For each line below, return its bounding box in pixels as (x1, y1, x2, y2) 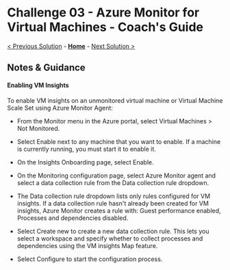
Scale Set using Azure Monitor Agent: (7, 103, 113, 112)
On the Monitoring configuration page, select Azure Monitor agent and (16, 171, 216, 180)
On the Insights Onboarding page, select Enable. (16, 158, 154, 166)
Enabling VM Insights (7, 81, 70, 89)
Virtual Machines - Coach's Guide (7, 19, 204, 35)
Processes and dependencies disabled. (16, 214, 129, 222)
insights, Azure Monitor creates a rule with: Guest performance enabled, (16, 206, 221, 214)
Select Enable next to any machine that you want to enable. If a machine (16, 137, 221, 145)
